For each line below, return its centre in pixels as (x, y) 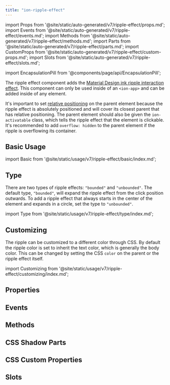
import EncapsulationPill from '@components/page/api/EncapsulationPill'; (83, 73)
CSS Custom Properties (44, 360)
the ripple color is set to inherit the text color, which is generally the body (82, 248)
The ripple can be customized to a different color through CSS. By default (83, 242)
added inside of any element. (36, 93)
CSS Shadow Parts (36, 342)
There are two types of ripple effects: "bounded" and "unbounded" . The (79, 188)
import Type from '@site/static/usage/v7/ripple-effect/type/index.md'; (79, 214)
